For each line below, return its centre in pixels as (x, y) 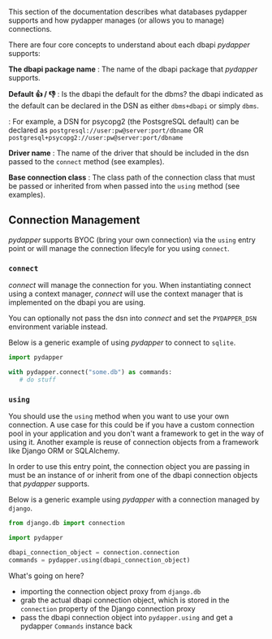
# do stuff (38, 380)
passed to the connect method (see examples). (86, 161)
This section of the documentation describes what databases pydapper (128, 12)
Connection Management (74, 220)
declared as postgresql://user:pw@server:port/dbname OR (106, 130)
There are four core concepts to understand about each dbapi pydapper (129, 45)
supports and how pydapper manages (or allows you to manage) (117, 20)
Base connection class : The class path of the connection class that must (132, 177)
